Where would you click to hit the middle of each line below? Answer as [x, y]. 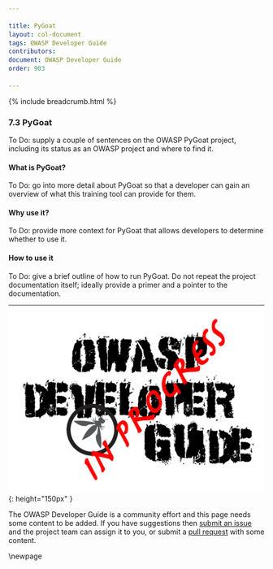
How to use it [31, 258]
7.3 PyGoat [30, 122]
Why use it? [29, 212]
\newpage [26, 556]
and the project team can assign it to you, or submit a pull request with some [136, 532]
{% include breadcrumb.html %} [63, 101]
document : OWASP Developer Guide [65, 60]
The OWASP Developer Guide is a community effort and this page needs [130, 514]
